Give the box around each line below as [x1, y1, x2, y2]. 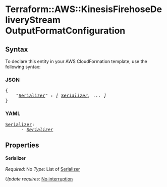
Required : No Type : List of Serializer [5, 166, 80, 172]
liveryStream [5, 14, 61, 26]
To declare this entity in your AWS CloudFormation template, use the [5, 58, 147, 64]
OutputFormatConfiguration [5, 25, 126, 36]
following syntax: [5, 64, 41, 70]
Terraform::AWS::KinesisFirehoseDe [5, 4, 162, 15]
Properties [5, 141, 39, 149]
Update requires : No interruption [5, 176, 73, 182]
